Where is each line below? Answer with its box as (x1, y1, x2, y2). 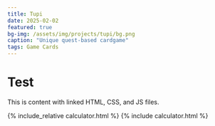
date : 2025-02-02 (7, 17, 59, 24)
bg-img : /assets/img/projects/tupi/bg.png (7, 30, 135, 38)
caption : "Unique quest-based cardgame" (7, 37, 130, 44)
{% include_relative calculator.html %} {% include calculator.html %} (7, 111, 209, 120)
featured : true (7, 23, 53, 31)
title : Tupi (7, 10, 43, 18)
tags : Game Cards (7, 43, 59, 51)
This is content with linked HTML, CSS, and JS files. (7, 98, 159, 106)
